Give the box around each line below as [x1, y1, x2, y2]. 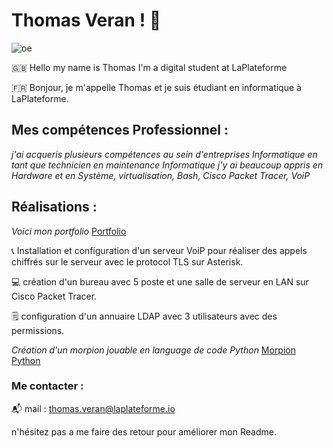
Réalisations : [11, 199, 98, 216]
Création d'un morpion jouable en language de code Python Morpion [11, 344, 297, 356]
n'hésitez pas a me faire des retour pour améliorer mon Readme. [11, 425, 277, 438]
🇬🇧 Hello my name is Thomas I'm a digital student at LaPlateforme [11, 61, 288, 73]
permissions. [11, 324, 65, 336]
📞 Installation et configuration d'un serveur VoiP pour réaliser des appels [11, 244, 308, 256]
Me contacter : [11, 379, 84, 393]
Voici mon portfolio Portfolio [11, 225, 127, 237]
